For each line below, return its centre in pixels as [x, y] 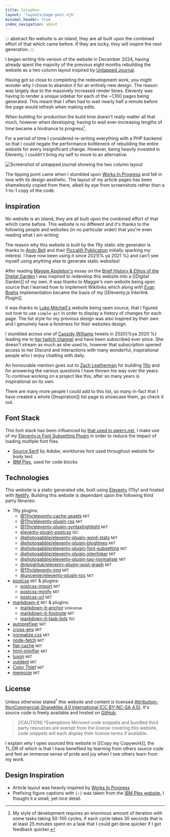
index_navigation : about [31, 24]
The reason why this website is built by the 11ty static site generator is [78, 245]
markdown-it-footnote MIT [47, 613]
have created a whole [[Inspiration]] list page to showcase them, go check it [84, 397]
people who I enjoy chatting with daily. [45, 355]
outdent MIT [25, 662]
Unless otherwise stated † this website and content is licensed [69, 701]
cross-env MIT [27, 630]
